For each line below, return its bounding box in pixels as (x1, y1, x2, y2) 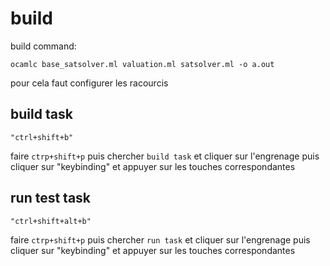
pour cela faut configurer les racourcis (10, 77, 169, 89)
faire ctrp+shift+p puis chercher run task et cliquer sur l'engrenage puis (10, 233, 311, 246)
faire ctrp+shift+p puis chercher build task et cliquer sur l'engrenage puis (10, 150, 320, 162)
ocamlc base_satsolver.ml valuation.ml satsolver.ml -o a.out (10, 59, 275, 69)
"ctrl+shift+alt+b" (10, 216, 92, 226)
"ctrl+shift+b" (10, 132, 74, 142)
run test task (10, 190, 92, 207)
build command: (10, 40, 77, 52)
